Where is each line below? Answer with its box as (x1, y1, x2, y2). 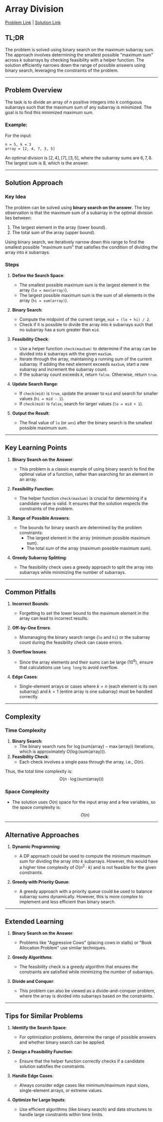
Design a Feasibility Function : (12, 1049, 73, 1055)
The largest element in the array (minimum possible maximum (26, 535, 150, 541)
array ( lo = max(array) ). (19, 287, 68, 293)
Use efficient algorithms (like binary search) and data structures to (19, 1106, 152, 1112)
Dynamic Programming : (12, 844, 61, 849)
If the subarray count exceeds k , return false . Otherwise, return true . (19, 372, 158, 377)
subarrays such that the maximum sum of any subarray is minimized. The (5, 104, 152, 110)
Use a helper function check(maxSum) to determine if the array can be (19, 345, 157, 352)
